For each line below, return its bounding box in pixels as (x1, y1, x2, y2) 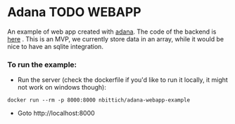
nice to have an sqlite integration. (7, 42, 104, 50)
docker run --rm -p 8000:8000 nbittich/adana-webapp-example (7, 97, 191, 104)
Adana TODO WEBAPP (7, 4, 142, 20)
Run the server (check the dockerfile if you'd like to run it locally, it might (17, 76, 229, 84)
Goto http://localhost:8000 (17, 109, 95, 118)
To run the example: (7, 60, 77, 69)
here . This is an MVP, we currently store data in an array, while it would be (7, 34, 224, 43)
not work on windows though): (17, 83, 107, 92)
